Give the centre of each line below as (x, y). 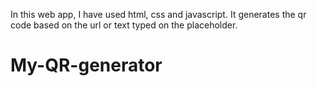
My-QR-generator (86, 65)
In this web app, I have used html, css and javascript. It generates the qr (158, 14)
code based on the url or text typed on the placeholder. (124, 25)
